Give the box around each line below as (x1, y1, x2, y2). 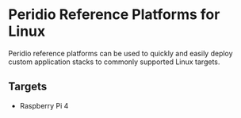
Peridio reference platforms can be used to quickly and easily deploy (8, 48, 233, 58)
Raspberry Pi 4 (19, 101, 69, 110)
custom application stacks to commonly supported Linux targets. (8, 57, 220, 67)
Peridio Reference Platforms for (8, 6, 220, 24)
